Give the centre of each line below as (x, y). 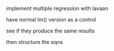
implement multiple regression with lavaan (57, 8)
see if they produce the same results (51, 31)
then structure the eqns (35, 42)
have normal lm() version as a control (51, 19)
